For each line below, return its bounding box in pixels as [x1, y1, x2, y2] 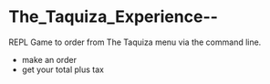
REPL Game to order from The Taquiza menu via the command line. [8, 37, 262, 47]
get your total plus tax [21, 64, 104, 75]
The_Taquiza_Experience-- [8, 6, 218, 27]
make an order [21, 54, 77, 65]
